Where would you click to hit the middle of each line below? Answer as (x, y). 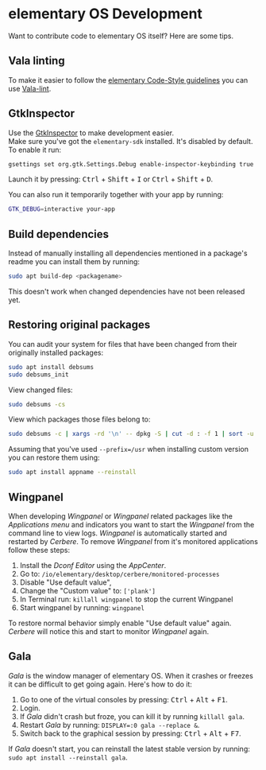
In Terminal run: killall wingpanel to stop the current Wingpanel (126, 599)
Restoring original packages (79, 325)
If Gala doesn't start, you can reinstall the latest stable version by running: (129, 749)
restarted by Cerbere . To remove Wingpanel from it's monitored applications (133, 541)
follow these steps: (39, 550)
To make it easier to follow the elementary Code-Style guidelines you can (128, 80)
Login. (30, 708)
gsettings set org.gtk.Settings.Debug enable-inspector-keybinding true (131, 164)
